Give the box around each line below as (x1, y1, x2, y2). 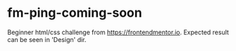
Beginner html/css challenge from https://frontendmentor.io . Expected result (7, 28, 229, 36)
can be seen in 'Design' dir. (7, 35, 87, 43)
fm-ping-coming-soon (7, 5, 142, 21)
